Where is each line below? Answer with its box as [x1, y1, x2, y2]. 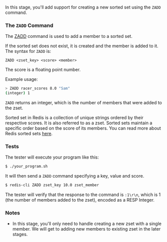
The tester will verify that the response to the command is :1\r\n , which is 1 [5, 192, 161, 198]
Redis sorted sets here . [5, 131, 53, 137]
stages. [12, 232, 28, 238]
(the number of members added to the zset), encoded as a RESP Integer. [5, 197, 155, 203]
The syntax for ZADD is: [5, 48, 51, 54]
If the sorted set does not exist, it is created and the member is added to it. [5, 43, 159, 49]
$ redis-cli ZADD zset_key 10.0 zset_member [5, 183, 99, 188]
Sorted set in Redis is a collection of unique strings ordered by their [5, 115, 144, 121]
